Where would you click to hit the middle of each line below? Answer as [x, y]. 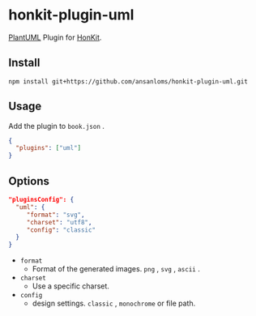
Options [29, 181]
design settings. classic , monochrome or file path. [114, 303]
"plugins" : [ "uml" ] [49, 148]
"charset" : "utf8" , [59, 222]
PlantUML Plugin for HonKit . [55, 37]
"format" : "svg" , [55, 215]
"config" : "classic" [61, 230]
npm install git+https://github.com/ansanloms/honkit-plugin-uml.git [128, 81]
